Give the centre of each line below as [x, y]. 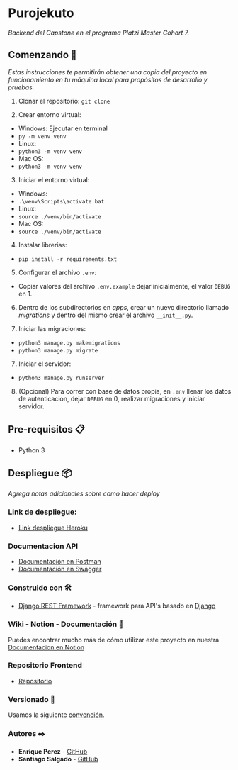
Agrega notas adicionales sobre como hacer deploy [84, 493]
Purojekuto [41, 13]
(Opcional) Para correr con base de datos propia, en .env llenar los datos [125, 391]
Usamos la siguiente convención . [56, 715]
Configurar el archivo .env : [57, 272]
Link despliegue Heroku [53, 528]
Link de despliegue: [42, 512]
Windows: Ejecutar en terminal [63, 128]
